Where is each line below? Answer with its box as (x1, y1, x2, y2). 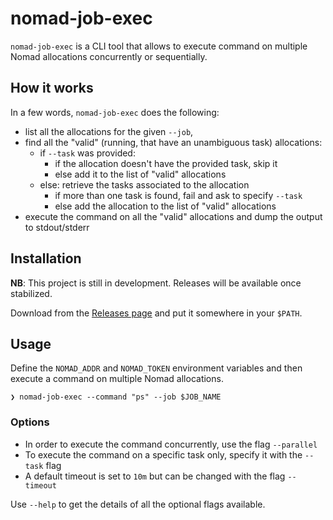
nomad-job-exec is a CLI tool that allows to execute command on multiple (10, 40, 308, 52)
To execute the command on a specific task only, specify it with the (24, 448, 303, 461)
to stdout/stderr (24, 221, 90, 233)
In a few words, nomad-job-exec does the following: (10, 106, 220, 118)
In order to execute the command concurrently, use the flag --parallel (24, 438, 318, 450)
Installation (10, 250, 82, 267)
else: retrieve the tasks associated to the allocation (39, 178, 250, 191)
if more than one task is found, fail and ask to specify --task (54, 189, 303, 201)
